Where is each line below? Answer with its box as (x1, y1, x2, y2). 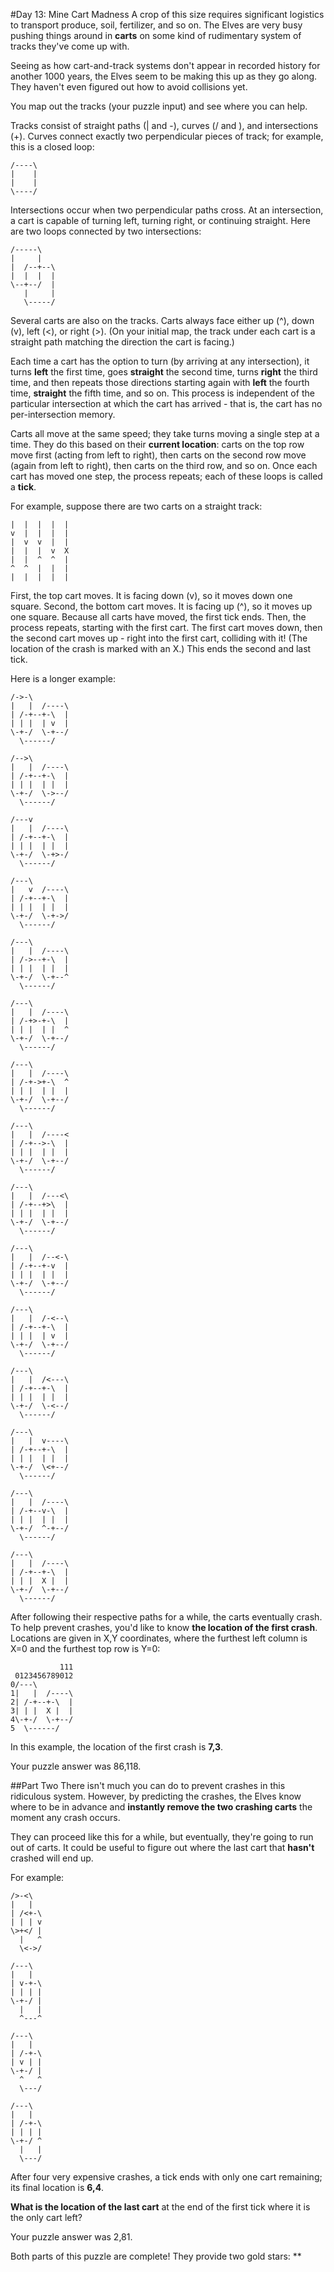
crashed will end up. (10, 1852, 94, 1864)
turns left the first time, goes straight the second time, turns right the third (10, 366, 318, 378)
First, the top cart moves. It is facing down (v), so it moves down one (10, 590, 293, 601)
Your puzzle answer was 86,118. (10, 1760, 142, 1772)
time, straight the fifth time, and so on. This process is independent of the (10, 387, 315, 399)
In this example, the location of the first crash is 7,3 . (10, 1741, 224, 1753)
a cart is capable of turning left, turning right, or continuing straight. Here (10, 215, 311, 226)
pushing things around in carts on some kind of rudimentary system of (10, 30, 302, 41)
